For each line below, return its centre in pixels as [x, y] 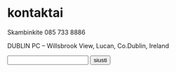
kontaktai [35, 13]
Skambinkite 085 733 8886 [46, 32]
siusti [100, 60]
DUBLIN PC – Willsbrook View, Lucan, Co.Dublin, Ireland [88, 45]
